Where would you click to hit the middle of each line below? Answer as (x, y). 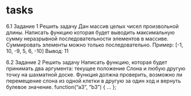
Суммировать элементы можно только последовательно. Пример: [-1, (95, 45)
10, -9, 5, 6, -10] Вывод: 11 (37, 51)
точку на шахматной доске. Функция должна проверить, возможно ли (94, 74)
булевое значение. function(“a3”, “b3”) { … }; (61, 87)
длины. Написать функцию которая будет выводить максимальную (91, 32)
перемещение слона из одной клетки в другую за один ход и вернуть (93, 81)
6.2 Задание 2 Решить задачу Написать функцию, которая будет (87, 62)
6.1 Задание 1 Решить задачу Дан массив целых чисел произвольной (93, 26)
